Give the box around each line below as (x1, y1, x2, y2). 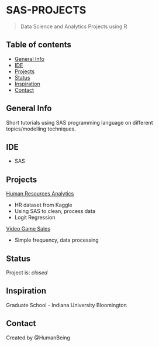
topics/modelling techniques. (6, 125, 76, 132)
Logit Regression (14, 214, 56, 221)
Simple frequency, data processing (14, 236, 99, 243)
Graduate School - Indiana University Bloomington (6, 301, 127, 308)
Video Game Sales (6, 225, 51, 232)
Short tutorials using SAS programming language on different (6, 119, 153, 126)
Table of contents (6, 40, 71, 50)
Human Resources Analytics (6, 190, 74, 197)
